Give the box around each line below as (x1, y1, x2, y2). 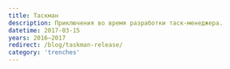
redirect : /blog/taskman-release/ (8, 41, 124, 49)
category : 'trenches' (8, 48, 81, 56)
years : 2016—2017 (8, 33, 66, 42)
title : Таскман (8, 11, 59, 20)
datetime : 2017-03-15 (8, 26, 81, 34)
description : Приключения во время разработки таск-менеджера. (8, 19, 224, 27)
